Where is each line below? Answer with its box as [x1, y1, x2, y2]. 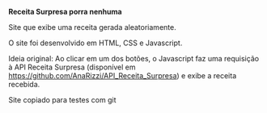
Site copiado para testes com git [8, 95, 117, 104]
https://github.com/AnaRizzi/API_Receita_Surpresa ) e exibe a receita [8, 71, 237, 80]
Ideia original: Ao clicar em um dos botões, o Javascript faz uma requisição [8, 54, 260, 63]
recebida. [8, 80, 40, 89]
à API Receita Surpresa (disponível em [8, 62, 136, 72]
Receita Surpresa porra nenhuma [8, 7, 123, 16]
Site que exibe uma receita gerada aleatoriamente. [8, 23, 176, 31]
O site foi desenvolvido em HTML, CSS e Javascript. [8, 38, 183, 48]
